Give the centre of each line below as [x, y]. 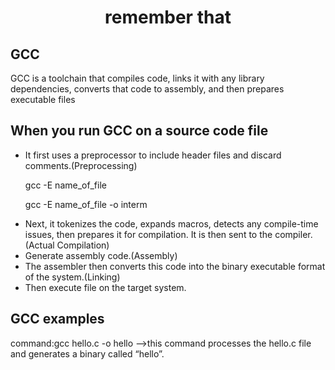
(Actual [39, 245]
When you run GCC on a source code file [139, 131]
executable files [43, 99]
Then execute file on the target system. [105, 287]
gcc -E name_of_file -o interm [86, 204]
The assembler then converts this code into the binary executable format [175, 266]
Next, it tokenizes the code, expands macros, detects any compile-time [171, 223]
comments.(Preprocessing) [81, 165]
